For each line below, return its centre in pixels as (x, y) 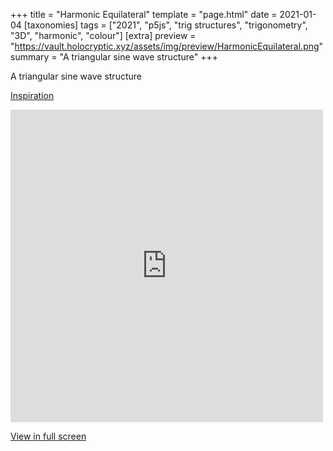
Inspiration (32, 95)
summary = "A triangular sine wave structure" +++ (114, 57)
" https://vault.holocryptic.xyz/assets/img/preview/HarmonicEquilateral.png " (167, 46)
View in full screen (48, 436)
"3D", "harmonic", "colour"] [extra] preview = (103, 35)
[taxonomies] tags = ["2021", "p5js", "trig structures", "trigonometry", (165, 25)
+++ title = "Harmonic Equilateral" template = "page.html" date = (144, 14)
